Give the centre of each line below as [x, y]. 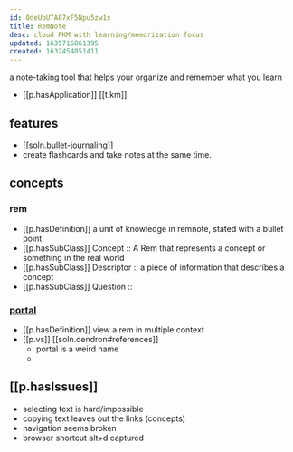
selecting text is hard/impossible [83, 409]
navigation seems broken [70, 428]
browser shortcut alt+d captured [83, 438]
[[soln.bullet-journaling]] [68, 145]
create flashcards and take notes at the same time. [117, 154]
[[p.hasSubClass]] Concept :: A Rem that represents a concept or [144, 248]
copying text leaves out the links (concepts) [104, 418]
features [34, 123]
